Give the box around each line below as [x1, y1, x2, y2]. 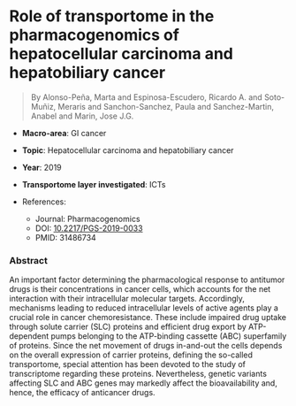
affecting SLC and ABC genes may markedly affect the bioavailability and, [9, 378, 278, 388]
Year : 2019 [21, 162, 62, 172]
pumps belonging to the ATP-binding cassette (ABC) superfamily [50, 331, 287, 341]
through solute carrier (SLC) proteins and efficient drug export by [9, 321, 247, 333]
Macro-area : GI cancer [21, 127, 107, 138]
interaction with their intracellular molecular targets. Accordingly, [9, 294, 245, 304]
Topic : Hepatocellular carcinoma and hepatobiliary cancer [21, 144, 234, 156]
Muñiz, [30, 101, 57, 111]
